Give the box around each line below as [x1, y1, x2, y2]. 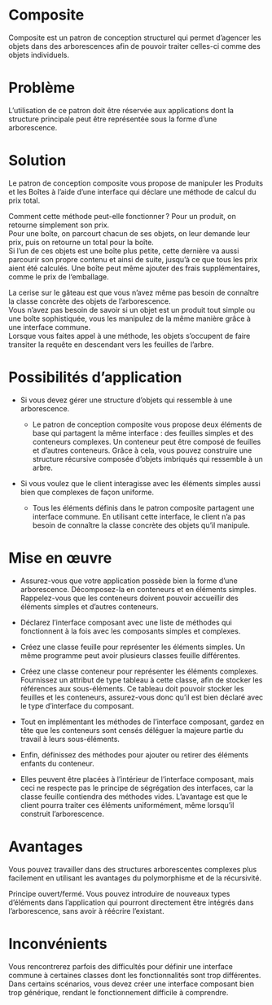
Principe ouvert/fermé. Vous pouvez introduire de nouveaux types [8, 889, 230, 898]
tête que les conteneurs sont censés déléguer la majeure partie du [20, 725, 244, 735]
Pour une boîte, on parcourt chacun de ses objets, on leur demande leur [8, 228, 251, 238]
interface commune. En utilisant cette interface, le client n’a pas [32, 511, 246, 521]
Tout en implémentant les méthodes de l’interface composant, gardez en [20, 717, 265, 726]
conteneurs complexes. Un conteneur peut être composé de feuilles [32, 437, 261, 446]
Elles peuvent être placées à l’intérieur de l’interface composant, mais [20, 774, 254, 783]
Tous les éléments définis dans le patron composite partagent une [32, 502, 255, 512]
